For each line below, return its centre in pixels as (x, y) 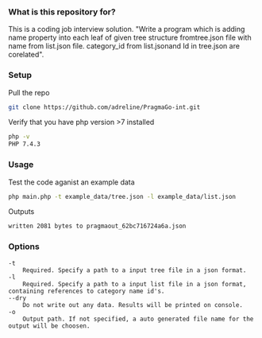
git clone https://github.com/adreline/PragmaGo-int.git (104, 107)
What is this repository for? (62, 12)
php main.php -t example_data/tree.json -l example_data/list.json (122, 196)
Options (24, 247)
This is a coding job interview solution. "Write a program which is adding (127, 29)
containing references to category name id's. (87, 291)
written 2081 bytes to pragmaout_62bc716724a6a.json (97, 226)
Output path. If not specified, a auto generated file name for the (138, 319)
